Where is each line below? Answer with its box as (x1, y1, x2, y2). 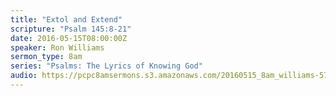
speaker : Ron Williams (10, 42, 105, 53)
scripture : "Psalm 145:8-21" (10, 24, 132, 34)
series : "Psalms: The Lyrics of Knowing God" (10, 61, 203, 71)
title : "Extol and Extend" (10, 14, 123, 25)
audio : (10, 71, 38, 81)
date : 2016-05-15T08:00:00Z (10, 33, 128, 43)
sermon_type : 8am (10, 52, 83, 62)
